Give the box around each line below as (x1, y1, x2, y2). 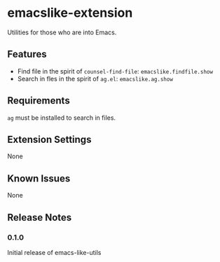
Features (7, 48, 47, 60)
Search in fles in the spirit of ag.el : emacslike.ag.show (17, 74, 174, 83)
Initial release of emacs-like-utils (7, 248, 102, 256)
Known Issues (7, 172, 71, 184)
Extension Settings (7, 133, 92, 145)
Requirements (7, 95, 70, 106)
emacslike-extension (7, 5, 133, 21)
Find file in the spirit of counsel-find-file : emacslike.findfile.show (17, 67, 214, 75)
